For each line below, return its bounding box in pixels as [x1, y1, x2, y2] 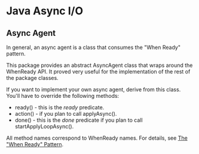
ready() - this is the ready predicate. [14, 104, 105, 111]
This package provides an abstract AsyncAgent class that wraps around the [6, 61, 193, 69]
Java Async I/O [6, 4, 84, 18]
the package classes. [6, 75, 59, 81]
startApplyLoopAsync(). [14, 123, 74, 130]
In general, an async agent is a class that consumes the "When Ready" [6, 44, 181, 51]
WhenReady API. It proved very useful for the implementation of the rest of [6, 68, 191, 75]
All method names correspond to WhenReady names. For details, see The [6, 134, 188, 141]
